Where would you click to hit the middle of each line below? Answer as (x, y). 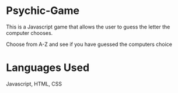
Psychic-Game (43, 11)
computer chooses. (29, 33)
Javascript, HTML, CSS (34, 84)
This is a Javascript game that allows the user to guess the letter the (88, 27)
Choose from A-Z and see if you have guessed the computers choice (89, 44)
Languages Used (48, 68)
